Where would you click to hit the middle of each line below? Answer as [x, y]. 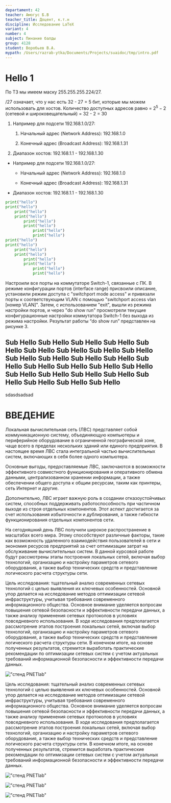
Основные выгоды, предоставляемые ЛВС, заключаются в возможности [85, 466]
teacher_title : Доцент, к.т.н [38, 19]
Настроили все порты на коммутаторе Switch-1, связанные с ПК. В [79, 283]
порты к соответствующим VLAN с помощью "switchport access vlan [81, 300]
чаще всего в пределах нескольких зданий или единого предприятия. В [84, 446]
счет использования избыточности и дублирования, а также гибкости [82, 514]
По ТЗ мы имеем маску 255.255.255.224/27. [54, 92]
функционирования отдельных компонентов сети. [60, 520]
